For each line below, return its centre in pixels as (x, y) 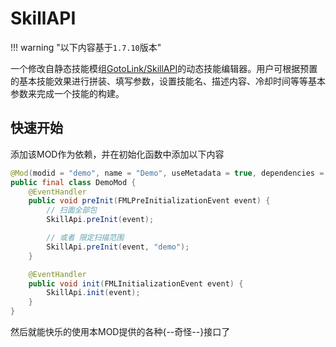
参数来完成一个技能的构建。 (67, 93)
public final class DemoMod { (73, 182)
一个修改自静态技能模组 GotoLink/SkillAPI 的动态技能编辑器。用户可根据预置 (164, 68)
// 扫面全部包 (72, 210)
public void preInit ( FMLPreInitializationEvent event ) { (149, 201)
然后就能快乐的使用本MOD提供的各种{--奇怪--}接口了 (120, 331)
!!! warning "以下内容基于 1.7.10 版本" (86, 47)
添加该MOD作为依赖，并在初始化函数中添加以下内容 (117, 154)
